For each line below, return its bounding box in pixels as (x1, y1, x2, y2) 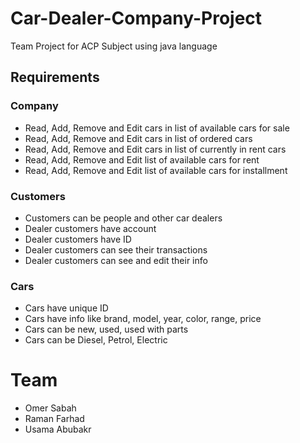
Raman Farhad (24, 413, 85, 425)
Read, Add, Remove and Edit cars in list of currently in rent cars (24, 143, 287, 155)
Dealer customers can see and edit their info (24, 254, 208, 266)
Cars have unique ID (24, 302, 109, 314)
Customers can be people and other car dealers (24, 212, 223, 224)
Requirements (10, 69, 100, 86)
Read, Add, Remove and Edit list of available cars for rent (24, 153, 260, 166)
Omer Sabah (24, 402, 77, 414)
